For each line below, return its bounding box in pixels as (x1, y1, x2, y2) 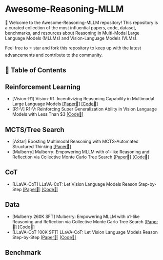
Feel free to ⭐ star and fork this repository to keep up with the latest (5, 45, 142, 51)
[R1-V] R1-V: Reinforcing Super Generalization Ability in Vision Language (12, 106, 157, 112)
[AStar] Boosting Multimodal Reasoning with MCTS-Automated (12, 138, 139, 144)
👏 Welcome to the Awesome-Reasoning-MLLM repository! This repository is (5, 20, 158, 25)
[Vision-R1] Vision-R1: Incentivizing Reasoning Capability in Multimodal (12, 96, 155, 102)
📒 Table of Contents (5, 66, 66, 74)
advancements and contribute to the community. (5, 52, 103, 58)
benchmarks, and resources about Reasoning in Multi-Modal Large (5, 30, 140, 36)
